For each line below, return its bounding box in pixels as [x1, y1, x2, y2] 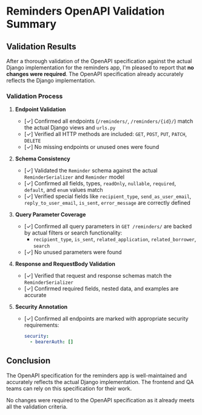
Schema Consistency [15, 155, 71, 162]
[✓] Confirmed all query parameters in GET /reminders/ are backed [24, 223, 192, 230]
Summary [6, 17, 56, 31]
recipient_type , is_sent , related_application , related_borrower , [33, 236, 197, 243]
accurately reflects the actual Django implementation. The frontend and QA [6, 378, 194, 385]
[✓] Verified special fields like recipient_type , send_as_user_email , [24, 193, 192, 200]
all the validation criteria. [6, 403, 68, 410]
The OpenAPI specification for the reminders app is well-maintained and [6, 372, 187, 379]
